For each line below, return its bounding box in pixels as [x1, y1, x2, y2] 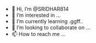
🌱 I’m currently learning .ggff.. [11, 18, 83, 24]
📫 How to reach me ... [11, 31, 66, 37]
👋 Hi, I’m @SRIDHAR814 [11, 6, 69, 12]
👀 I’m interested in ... [11, 12, 61, 19]
